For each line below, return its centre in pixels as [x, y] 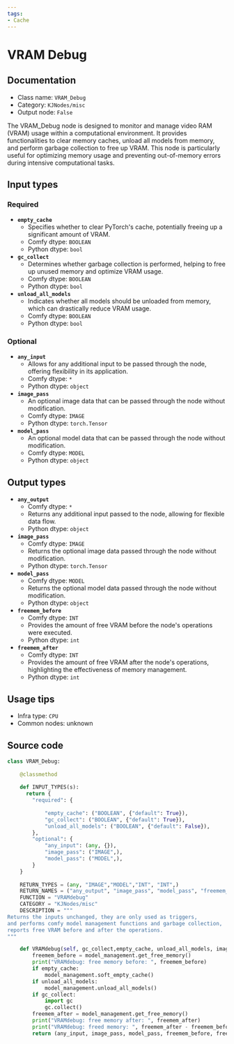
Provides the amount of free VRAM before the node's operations [120, 625]
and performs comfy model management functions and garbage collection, [115, 923]
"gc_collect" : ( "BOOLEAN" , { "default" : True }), [115, 820]
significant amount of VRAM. [69, 234]
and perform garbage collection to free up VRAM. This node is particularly [114, 148]
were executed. [50, 633]
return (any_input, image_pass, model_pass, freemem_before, [123, 1034]
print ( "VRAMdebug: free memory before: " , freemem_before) [120, 962]
